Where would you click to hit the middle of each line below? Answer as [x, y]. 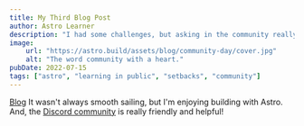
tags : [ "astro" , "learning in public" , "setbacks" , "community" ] [135, 76]
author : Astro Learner [52, 26]
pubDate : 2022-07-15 [48, 68]
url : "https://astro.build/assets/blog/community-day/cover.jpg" [152, 51]
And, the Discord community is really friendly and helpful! [117, 111]
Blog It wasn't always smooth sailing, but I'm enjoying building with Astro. [146, 102]
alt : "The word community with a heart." [104, 59]
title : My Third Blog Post [60, 18]
